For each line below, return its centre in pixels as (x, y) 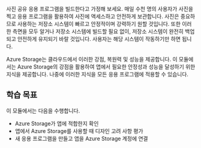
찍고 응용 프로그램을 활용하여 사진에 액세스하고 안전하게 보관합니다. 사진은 (93, 16)
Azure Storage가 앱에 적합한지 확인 (57, 123)
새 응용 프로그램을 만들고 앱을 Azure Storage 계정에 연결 (81, 138)
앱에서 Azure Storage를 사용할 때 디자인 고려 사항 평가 (79, 131)
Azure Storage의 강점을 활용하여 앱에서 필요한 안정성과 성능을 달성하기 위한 (106, 67)
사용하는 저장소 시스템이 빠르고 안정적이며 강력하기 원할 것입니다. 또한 (99, 24)
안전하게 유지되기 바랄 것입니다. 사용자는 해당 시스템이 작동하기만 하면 (99, 39)
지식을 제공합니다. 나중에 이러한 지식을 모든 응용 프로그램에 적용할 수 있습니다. (97, 74)
